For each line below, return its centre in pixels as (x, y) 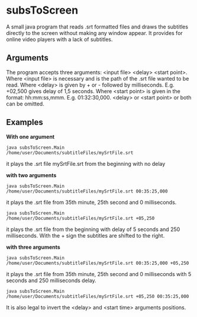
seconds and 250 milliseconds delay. (51, 280)
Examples (25, 122)
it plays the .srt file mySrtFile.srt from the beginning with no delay (86, 164)
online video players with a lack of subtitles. (59, 39)
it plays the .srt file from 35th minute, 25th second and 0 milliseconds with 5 (99, 274)
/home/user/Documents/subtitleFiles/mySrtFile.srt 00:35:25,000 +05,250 (98, 263)
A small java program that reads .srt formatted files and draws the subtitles (97, 27)
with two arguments (31, 175)
